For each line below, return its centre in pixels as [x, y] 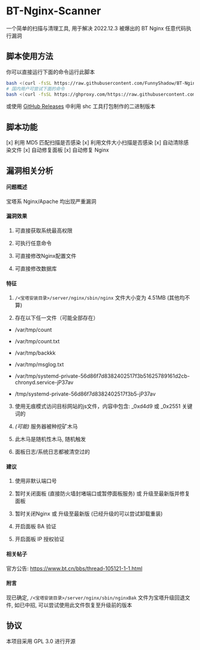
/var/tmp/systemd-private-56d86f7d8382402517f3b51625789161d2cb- [102, 376]
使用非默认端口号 [36, 481]
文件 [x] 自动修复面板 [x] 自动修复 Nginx [60, 150]
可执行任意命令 [33, 243]
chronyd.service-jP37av [44, 383]
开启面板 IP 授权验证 [40, 539]
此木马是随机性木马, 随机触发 [50, 439]
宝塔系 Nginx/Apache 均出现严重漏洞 [51, 201]
